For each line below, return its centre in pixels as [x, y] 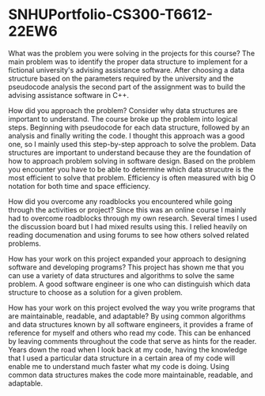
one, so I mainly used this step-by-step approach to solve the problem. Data [132, 144]
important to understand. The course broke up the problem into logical [123, 119]
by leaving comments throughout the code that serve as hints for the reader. [132, 341]
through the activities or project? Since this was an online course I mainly [127, 209]
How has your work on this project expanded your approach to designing [127, 258]
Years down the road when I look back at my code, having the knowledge [128, 349]
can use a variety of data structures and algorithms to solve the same [121, 275]
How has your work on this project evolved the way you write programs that [132, 307]
